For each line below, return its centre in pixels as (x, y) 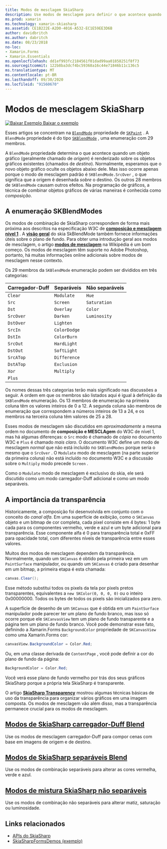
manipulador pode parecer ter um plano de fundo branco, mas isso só (77, 614)
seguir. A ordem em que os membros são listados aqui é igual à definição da (83, 395)
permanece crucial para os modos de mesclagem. (57, 708)
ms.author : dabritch (27, 38)
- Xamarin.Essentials (28, 56)
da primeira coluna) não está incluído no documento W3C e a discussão (79, 458)
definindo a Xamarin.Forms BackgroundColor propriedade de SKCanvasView (81, 630)
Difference (67, 358)
